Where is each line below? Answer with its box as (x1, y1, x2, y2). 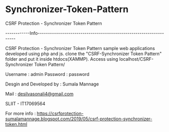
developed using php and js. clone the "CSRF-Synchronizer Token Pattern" (5, 51, 162, 57)
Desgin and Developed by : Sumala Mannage (5, 81, 99, 87)
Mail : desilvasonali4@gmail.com (5, 91, 74, 97)
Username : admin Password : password (5, 71, 90, 77)
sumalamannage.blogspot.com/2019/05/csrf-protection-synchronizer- (5, 115, 153, 122)
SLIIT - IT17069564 (5, 100, 46, 107)
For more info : (5, 110, 36, 116)
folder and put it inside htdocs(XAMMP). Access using (5, 56, 118, 62)
